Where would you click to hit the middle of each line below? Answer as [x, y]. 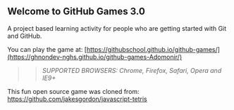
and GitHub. [25, 36]
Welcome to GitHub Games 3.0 [76, 12]
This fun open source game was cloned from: [73, 91]
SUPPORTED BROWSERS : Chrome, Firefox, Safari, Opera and [132, 70]
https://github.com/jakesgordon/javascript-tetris [78, 99]
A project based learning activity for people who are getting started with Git [117, 28]
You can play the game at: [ [47, 49]
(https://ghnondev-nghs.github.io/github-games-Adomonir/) [95, 57]
